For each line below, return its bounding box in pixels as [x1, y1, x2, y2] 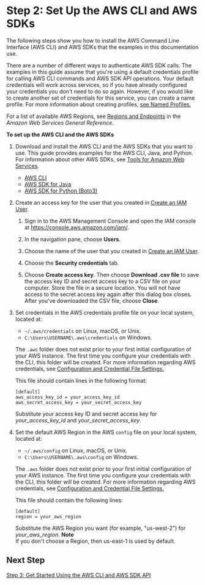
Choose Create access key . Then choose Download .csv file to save [24, 271, 199, 278]
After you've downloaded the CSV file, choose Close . [24, 297, 159, 304]
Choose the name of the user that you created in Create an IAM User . [24, 247, 199, 254]
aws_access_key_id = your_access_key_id [15, 394, 120, 400]
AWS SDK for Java [24, 180, 72, 188]
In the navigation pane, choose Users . [24, 235, 121, 243]
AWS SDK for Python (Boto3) [24, 187, 98, 194]
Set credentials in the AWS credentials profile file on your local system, [15, 309, 194, 316]
